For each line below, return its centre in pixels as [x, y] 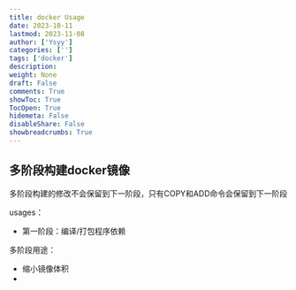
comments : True [37, 91]
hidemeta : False [39, 116]
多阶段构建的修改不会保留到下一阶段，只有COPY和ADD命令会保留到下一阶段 [148, 193]
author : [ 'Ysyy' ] [41, 42]
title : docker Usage [47, 17]
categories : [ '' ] [41, 50]
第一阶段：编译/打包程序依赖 [74, 231]
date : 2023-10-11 [41, 26]
